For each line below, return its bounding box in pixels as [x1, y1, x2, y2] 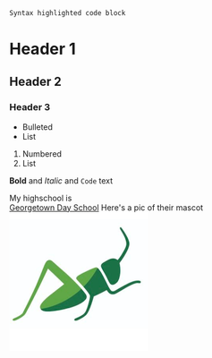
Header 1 [9, 39, 76, 59]
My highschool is [9, 192, 72, 203]
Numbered [21, 148, 63, 159]
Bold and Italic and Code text [9, 175, 114, 186]
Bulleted [21, 121, 54, 132]
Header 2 [9, 74, 63, 89]
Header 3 [9, 101, 51, 114]
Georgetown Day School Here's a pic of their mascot [9, 201, 204, 213]
